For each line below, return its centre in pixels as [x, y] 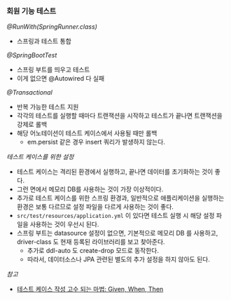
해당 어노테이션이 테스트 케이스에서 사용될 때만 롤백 [87, 133]
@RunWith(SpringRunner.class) [52, 27]
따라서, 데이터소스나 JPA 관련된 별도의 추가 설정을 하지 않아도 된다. [119, 259]
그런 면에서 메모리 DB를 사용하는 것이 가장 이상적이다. [90, 189]
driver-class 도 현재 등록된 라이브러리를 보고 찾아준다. [91, 242]
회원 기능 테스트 [31, 11]
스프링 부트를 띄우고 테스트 [53, 70]
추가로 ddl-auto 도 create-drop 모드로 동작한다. [93, 251]
